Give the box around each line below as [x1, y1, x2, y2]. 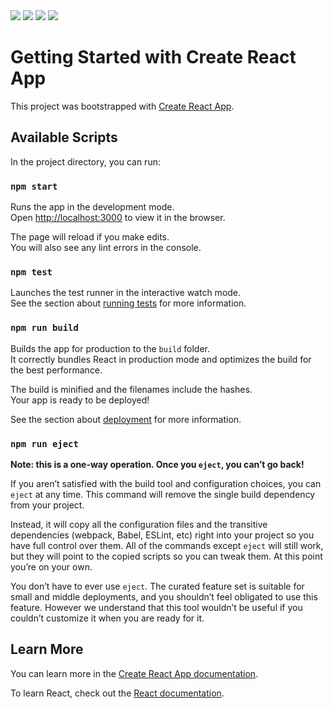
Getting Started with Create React [10, 46, 297, 69]
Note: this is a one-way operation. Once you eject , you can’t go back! [10, 458, 305, 470]
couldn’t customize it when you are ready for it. [10, 612, 205, 624]
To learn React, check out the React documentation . [10, 687, 225, 699]
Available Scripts [10, 129, 118, 146]
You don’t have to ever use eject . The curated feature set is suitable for [10, 580, 305, 592]
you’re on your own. [10, 560, 93, 573]
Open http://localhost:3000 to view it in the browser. [10, 212, 226, 224]
